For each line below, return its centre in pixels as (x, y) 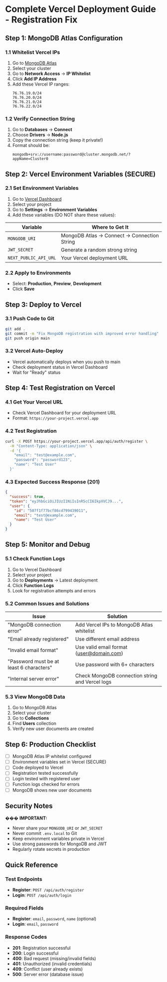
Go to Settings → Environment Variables (55, 209)
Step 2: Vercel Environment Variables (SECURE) (80, 174)
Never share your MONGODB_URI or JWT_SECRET (57, 828)
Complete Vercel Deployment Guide (81, 9)
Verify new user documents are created (53, 729)
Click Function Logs (33, 585)
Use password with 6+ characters (115, 664)
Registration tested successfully (45, 773)
